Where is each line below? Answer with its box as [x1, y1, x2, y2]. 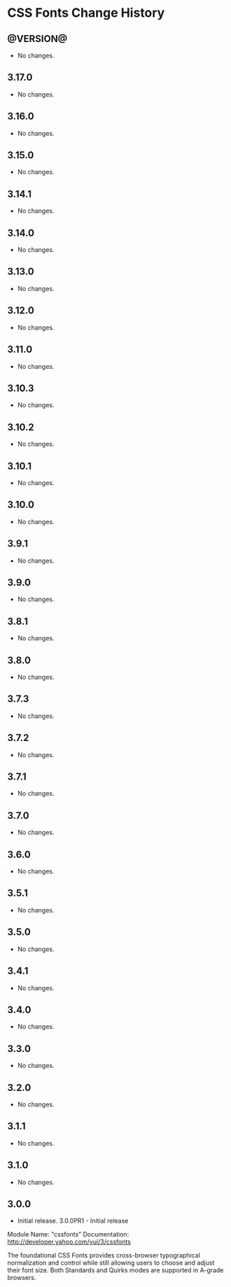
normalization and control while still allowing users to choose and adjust [7, 1258, 215, 1267]
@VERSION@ [7, 33, 68, 45]
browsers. [7, 1274, 36, 1282]
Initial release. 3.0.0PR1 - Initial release [17, 1216, 129, 1225]
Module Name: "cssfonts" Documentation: [7, 1230, 129, 1239]
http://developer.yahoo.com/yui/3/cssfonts [7, 1237, 132, 1246]
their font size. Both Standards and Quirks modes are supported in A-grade [7, 1266, 224, 1274]
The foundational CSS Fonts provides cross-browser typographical [7, 1251, 201, 1260]
